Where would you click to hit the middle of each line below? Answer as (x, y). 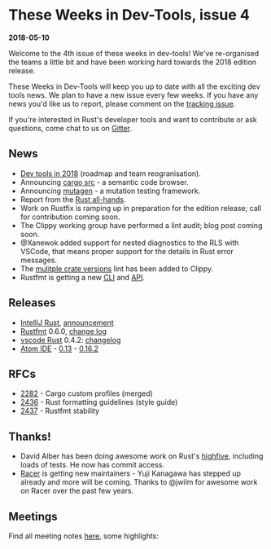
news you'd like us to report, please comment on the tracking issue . (122, 103)
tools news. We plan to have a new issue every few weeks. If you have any (133, 94)
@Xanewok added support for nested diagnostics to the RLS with (129, 243)
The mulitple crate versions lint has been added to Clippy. (117, 268)
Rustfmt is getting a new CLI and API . (82, 277)
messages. (39, 260)
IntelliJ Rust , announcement (67, 323)
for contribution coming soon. (70, 217)
